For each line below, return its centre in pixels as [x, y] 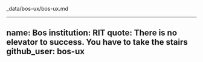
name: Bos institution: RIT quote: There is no [92, 33]
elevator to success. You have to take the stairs [97, 42]
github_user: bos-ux [45, 52]
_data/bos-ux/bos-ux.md [37, 9]
